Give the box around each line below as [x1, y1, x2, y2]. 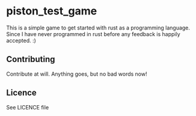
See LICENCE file [6, 103, 49, 111]
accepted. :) [6, 37, 36, 44]
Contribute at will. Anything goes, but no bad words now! [6, 70, 147, 78]
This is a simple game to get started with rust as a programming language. [6, 24, 191, 31]
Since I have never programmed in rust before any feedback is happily [6, 30, 180, 37]
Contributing [6, 54, 55, 64]
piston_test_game [6, 4, 97, 18]
